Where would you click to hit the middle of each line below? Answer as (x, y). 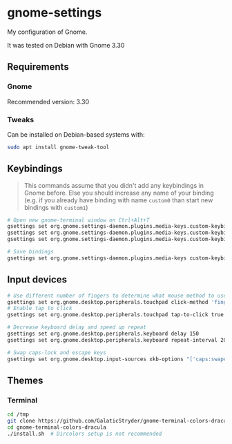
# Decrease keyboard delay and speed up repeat (77, 327)
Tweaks (21, 119)
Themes (25, 380)
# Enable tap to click (40, 309)
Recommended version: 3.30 (48, 102)
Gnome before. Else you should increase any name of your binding (119, 193)
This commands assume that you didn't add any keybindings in (114, 185)
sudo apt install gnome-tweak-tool (58, 147)
